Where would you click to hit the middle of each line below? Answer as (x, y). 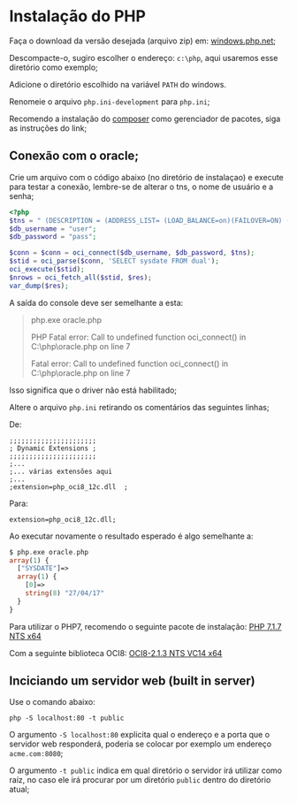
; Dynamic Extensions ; (53, 448)
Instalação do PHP (77, 16)
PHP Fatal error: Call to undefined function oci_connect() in (138, 337)
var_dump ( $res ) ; (39, 286)
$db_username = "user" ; (53, 229)
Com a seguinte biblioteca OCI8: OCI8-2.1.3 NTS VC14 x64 (116, 653)
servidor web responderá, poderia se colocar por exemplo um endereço (141, 744)
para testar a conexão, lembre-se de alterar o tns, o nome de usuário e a (141, 187)
